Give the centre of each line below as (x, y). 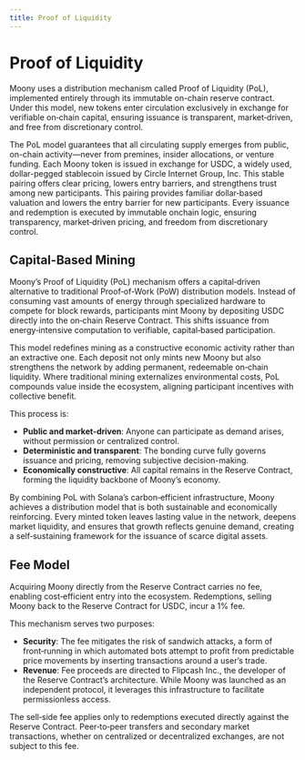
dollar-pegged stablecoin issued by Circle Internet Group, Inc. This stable (147, 173)
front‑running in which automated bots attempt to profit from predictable (158, 651)
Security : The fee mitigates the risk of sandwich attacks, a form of (147, 642)
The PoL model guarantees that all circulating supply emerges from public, (149, 144)
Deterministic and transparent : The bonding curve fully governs (144, 451)
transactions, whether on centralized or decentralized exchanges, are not (147, 736)
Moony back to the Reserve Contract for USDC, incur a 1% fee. (127, 606)
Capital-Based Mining (73, 260)
